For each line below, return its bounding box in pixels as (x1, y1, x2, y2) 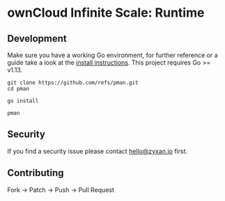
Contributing (7, 167, 64, 179)
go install (7, 97, 39, 104)
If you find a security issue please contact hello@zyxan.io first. (7, 147, 188, 155)
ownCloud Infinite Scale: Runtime (7, 5, 205, 21)
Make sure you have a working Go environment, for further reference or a (7, 51, 218, 59)
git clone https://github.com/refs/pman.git (7, 79, 139, 86)
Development (7, 33, 68, 45)
